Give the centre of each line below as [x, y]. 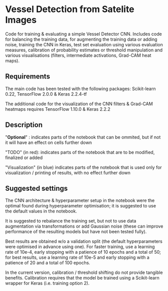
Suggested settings [37, 188]
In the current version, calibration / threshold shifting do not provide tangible [84, 272]
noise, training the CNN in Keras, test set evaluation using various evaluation [84, 44]
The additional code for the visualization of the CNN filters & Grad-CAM [79, 104]
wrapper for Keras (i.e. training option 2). [47, 283]
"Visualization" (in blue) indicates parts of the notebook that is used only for [83, 167]
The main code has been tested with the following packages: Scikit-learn [80, 89]
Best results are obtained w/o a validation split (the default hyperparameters [84, 241]
